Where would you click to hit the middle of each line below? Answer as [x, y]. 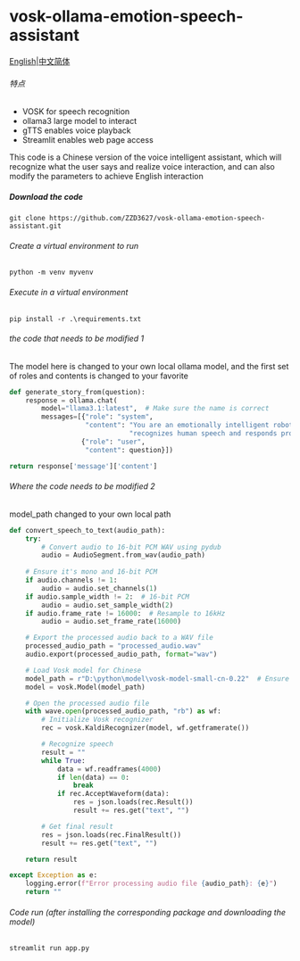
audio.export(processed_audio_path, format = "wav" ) [121, 654]
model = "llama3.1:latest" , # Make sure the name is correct [155, 409]
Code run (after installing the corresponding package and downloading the [148, 912]
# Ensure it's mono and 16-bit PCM [92, 572]
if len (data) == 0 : [93, 777]
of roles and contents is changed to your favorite [99, 376]
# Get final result [78, 826]
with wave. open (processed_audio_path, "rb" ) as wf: [123, 711]
